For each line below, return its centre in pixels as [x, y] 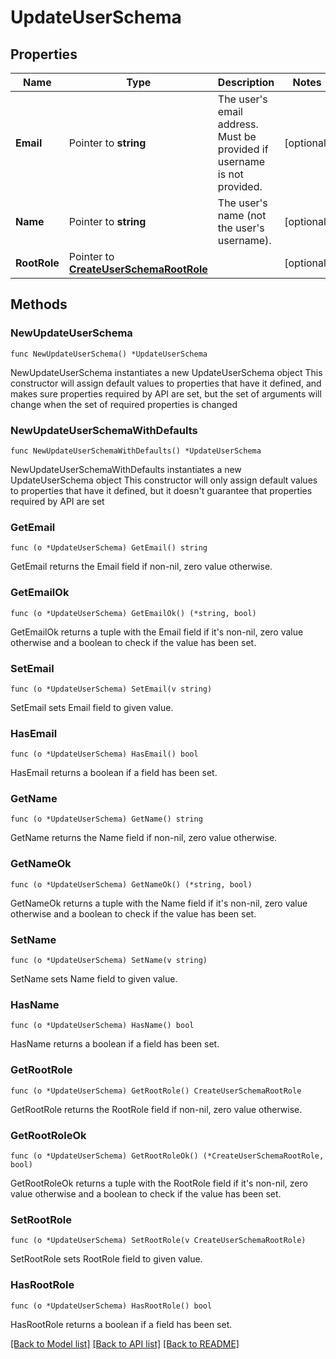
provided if [243, 149]
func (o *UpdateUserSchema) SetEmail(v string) [111, 689]
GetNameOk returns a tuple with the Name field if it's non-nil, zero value [159, 903]
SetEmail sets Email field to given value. [92, 707]
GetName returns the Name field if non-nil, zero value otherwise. [144, 838]
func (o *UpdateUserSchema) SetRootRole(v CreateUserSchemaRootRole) [158, 1241]
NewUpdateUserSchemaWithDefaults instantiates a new [126, 469]
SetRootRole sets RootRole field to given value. [106, 1259]
